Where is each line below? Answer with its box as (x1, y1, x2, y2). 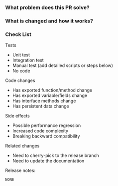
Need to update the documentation (12, 158, 85, 164)
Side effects (5, 113, 30, 119)
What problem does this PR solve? (5, 4, 90, 11)
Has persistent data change (12, 103, 69, 109)
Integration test (12, 57, 44, 63)
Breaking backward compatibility (12, 133, 80, 139)
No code (12, 68, 30, 74)
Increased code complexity (12, 128, 69, 134)
